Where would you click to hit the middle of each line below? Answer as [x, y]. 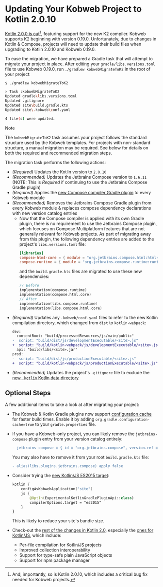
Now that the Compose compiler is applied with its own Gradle [82, 218]
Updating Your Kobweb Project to [73, 9]
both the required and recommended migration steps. [59, 153]
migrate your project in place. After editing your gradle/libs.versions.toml [80, 64]
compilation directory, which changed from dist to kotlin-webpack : [79, 323]
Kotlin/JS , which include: [37, 535]
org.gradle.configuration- [122, 420]
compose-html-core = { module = [52, 257]
